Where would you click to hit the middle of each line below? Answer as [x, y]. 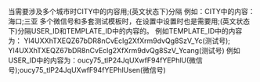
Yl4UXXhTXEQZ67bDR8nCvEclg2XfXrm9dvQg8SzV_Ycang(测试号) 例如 [124, 50]
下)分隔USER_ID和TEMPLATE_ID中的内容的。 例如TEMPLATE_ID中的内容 [125, 31]
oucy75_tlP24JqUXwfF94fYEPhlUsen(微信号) [92, 70]
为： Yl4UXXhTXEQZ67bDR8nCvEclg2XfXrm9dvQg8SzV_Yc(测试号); [119, 41]
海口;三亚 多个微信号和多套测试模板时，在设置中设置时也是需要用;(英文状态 [129, 21]
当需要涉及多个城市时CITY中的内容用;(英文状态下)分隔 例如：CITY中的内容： [132, 11]
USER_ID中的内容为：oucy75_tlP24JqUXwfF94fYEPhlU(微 [102, 60]
